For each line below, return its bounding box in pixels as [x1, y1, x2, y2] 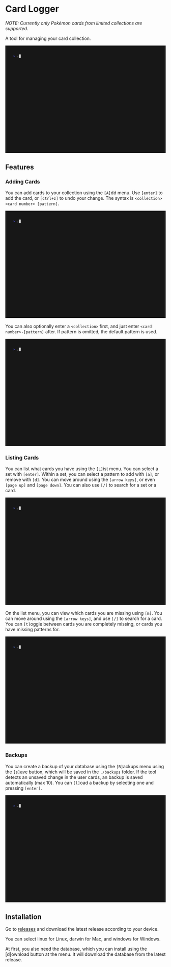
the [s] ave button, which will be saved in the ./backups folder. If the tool [5, 769, 157, 775]
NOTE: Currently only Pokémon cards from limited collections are [5, 20, 142, 26]
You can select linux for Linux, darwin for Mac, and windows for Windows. [5, 936, 161, 942]
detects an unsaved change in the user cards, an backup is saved [5, 774, 143, 780]
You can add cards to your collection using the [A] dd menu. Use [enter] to [5, 190, 163, 196]
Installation [5, 912, 42, 921]
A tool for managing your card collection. [5, 35, 91, 41]
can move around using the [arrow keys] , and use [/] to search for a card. [5, 615, 162, 621]
